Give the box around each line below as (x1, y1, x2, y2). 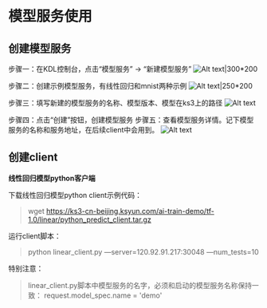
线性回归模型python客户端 (8, 173, 96, 183)
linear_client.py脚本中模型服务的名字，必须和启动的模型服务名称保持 (27, 280, 253, 290)
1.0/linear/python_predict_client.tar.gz (27, 215, 151, 224)
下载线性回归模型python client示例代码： (8, 190, 142, 199)
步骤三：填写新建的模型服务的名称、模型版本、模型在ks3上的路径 (8, 98, 223, 108)
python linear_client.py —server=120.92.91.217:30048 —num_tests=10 (27, 247, 259, 256)
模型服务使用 (8, 7, 93, 26)
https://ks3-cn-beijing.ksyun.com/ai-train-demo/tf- (46, 206, 215, 215)
